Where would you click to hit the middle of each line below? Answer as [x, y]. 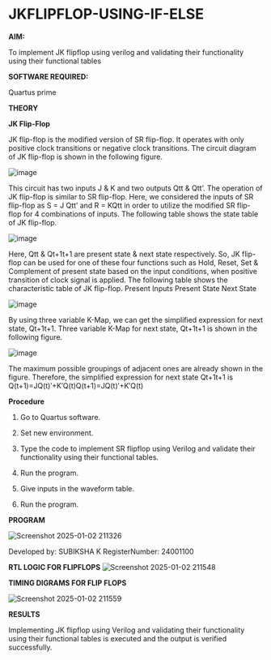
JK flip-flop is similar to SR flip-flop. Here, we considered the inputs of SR [131, 196]
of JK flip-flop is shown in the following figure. [86, 156]
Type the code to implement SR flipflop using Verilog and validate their [138, 448]
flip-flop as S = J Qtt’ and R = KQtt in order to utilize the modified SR [122, 205]
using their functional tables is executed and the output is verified [118, 638]
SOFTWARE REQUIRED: [49, 76]
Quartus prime [32, 92]
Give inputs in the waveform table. [77, 488]
